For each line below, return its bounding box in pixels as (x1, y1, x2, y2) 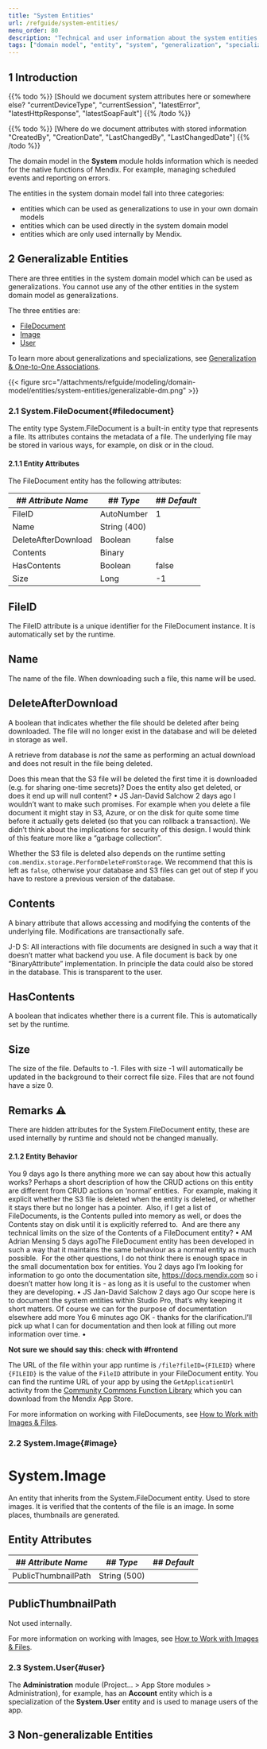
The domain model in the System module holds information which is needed (8, 156, 258, 165)
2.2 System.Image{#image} (8, 1438, 118, 1449)
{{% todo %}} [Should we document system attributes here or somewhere (8, 91, 251, 101)
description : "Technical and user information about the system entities (8, 33, 258, 42)
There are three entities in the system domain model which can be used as (8, 273, 253, 283)
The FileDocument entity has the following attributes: (8, 476, 182, 486)
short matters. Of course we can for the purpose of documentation (8, 1304, 227, 1314)
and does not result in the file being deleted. (8, 758, 153, 768)
